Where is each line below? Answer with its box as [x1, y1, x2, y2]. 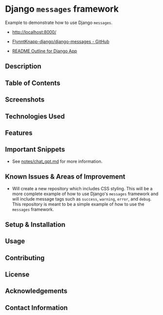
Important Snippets [5, 145, 65, 154]
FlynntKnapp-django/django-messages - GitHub [12, 38, 109, 45]
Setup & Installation [5, 220, 66, 228]
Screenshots [5, 95, 45, 104]
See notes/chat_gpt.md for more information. [12, 158, 103, 164]
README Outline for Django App [12, 48, 77, 54]
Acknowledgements [5, 287, 68, 295]
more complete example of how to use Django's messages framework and [12, 191, 159, 197]
